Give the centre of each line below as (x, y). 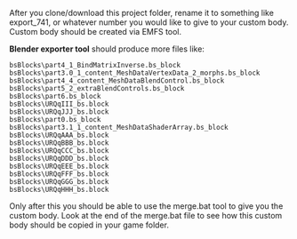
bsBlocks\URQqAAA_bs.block (59, 135)
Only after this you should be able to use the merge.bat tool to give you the (146, 206)
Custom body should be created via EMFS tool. (96, 32)
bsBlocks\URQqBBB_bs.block (59, 143)
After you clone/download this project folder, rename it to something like (141, 13)
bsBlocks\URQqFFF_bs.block (59, 174)
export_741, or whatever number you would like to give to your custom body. (149, 22)
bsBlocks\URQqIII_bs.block (59, 104)
